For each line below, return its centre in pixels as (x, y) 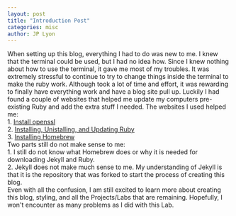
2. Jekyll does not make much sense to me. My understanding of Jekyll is (115, 167)
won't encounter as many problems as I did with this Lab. (91, 205)
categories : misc (33, 27)
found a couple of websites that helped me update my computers (103, 99)
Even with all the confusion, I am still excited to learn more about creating (114, 190)
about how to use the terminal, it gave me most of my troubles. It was (108, 69)
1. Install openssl (31, 122)
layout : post (27, 14)
